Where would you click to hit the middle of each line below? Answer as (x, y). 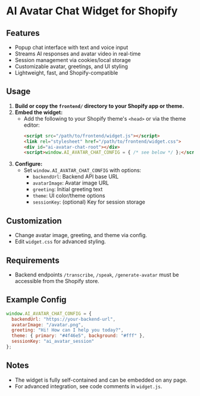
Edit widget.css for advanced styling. (60, 242)
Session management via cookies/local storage (73, 60)
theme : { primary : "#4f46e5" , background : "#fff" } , (78, 336)
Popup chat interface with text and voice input (71, 47)
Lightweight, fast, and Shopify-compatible (66, 73)
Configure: (29, 164)
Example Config (36, 300)
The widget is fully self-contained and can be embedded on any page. (101, 380)
